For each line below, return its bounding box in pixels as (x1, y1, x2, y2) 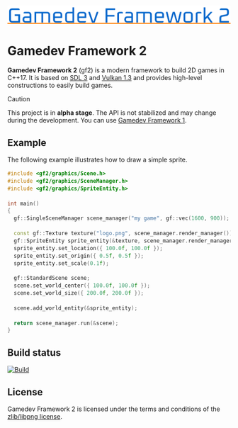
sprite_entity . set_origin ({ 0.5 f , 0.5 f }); (13, 252, 144, 259)
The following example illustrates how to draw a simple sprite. (7, 155, 188, 164)
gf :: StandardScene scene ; (13, 275, 91, 282)
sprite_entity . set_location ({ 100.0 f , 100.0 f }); (13, 244, 163, 252)
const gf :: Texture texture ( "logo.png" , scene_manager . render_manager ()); (13, 230, 236, 237)
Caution (7, 95, 30, 103)
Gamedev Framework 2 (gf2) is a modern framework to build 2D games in (7, 66, 225, 74)
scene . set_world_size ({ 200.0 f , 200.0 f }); (13, 290, 144, 297)
